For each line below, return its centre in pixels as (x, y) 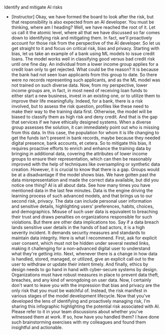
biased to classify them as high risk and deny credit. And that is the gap (84, 117)
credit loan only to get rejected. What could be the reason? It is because (85, 69)
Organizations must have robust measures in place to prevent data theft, (85, 275)
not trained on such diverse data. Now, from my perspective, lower (79, 85)
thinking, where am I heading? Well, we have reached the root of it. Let (83, 27)
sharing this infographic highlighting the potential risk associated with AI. (85, 306)
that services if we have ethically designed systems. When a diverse (81, 122)
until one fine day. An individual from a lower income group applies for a (85, 64)
